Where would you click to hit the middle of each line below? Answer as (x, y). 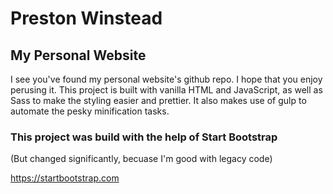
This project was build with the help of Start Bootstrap (144, 137)
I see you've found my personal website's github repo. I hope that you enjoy (166, 79)
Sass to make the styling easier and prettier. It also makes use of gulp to (158, 100)
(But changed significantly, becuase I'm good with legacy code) (141, 159)
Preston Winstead (86, 18)
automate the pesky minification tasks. (90, 111)
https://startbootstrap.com (65, 178)
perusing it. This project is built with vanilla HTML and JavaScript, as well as (166, 90)
